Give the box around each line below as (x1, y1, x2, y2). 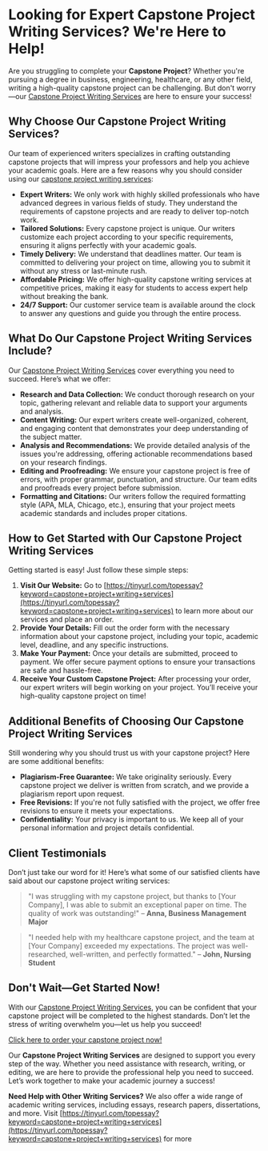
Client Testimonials (8, 846, 106, 860)
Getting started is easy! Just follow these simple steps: (8, 566, 189, 575)
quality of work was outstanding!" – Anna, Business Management (27, 909, 246, 917)
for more (163, 1133, 192, 1143)
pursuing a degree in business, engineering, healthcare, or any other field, (8, 74, 254, 84)
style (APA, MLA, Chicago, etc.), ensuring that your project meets (19, 500, 236, 510)
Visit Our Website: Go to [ (19, 581, 106, 590)
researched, (27, 949, 68, 959)
